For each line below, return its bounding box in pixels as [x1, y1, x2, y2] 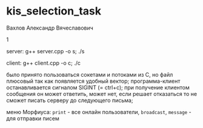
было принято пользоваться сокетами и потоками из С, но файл [6, 71, 173, 78]
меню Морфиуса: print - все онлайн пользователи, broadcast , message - [6, 108, 192, 115]
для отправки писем [6, 115, 59, 122]
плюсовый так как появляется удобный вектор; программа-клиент [6, 77, 181, 85]
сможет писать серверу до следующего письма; [6, 97, 133, 104]
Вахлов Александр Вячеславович [6, 24, 94, 31]
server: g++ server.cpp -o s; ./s [6, 47, 85, 55]
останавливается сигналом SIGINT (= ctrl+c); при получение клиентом [6, 83, 190, 91]
